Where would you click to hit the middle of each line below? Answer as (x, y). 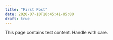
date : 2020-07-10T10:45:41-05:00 (40, 14)
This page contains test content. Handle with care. (56, 33)
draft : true (17, 19)
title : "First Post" (27, 10)
